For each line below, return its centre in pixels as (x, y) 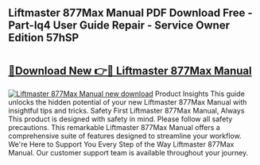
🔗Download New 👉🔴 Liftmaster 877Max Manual (130, 71)
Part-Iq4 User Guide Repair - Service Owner (119, 26)
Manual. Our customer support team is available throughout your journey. (128, 153)
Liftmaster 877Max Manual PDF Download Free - (130, 13)
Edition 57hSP (44, 38)
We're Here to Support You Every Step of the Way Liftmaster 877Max (121, 144)
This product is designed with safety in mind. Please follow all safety (120, 119)
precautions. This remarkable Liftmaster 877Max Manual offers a (114, 127)
